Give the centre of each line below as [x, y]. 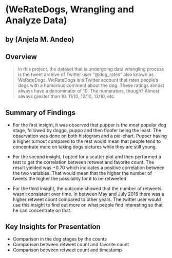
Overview [21, 57]
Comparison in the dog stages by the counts [60, 239]
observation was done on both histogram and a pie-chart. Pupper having [90, 136]
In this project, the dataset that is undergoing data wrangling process [91, 69]
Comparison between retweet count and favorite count [71, 245]
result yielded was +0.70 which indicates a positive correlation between [89, 168]
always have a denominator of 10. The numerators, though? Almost [89, 91]
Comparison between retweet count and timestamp [67, 250]
